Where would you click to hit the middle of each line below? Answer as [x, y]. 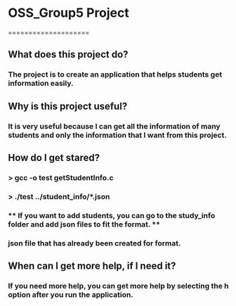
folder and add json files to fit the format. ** [84, 224]
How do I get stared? [54, 157]
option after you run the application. [71, 295]
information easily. [41, 84]
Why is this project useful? [68, 106]
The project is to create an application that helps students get [115, 75]
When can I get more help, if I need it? [92, 266]
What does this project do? [68, 55]
